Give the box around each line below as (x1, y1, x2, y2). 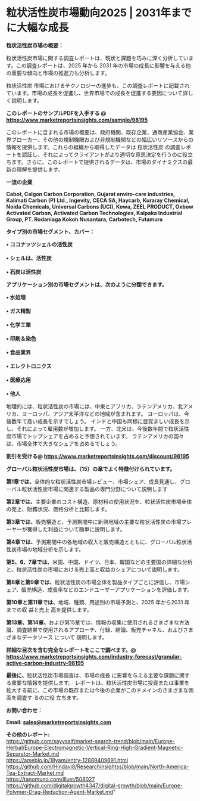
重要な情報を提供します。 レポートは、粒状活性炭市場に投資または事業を (11, 679, 190, 686)
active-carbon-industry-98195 (6, 659, 85, 666)
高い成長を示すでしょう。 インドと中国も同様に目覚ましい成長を (26, 417, 185, 424)
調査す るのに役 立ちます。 (16, 694, 82, 701)
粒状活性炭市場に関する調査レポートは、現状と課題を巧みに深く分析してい (6, 54, 189, 61)
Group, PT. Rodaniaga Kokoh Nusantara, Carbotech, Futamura (6, 216, 163, 223)
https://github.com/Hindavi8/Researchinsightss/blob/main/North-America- (6, 763, 189, 770)
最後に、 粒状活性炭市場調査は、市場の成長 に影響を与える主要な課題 (6, 672, 174, 679)
